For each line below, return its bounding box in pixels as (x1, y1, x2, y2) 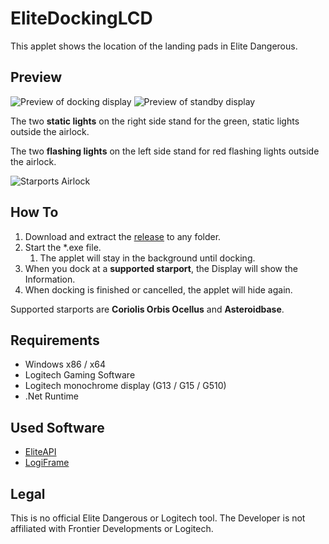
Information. (24, 273, 76, 285)
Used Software (10, 419, 105, 436)
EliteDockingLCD (10, 7, 153, 30)
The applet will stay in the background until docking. (39, 252, 256, 264)
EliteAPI (24, 446, 57, 458)
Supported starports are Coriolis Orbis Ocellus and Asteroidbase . (10, 303, 285, 315)
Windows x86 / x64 (24, 358, 107, 371)
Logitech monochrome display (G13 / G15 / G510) (24, 380, 227, 392)
